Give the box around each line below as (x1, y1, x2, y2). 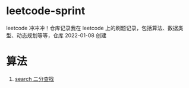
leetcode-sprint (6, 4, 86, 18)
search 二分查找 (14, 75, 55, 82)
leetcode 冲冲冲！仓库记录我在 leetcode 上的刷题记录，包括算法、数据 (6, 24, 178, 31)
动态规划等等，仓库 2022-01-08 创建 (16, 31, 107, 39)
